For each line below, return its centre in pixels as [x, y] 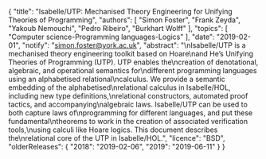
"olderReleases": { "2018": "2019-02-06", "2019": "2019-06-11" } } [117, 147]
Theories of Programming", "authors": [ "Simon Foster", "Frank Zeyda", [124, 20]
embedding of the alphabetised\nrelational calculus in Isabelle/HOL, [119, 87]
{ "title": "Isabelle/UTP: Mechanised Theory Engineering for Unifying [120, 12]
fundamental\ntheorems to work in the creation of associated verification [128, 121]
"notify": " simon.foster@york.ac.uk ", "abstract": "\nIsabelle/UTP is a [134, 45]
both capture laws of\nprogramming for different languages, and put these [131, 113]
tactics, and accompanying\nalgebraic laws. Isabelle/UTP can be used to [128, 104]
